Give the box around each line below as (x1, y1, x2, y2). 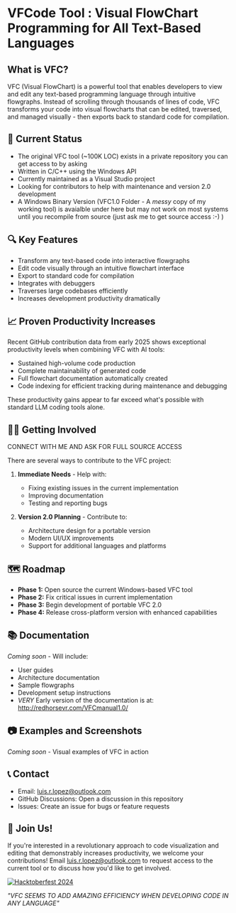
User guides (17, 666, 54, 674)
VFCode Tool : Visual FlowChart (7, 5, 198, 21)
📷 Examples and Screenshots (7, 725, 142, 737)
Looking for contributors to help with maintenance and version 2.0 (17, 182, 211, 190)
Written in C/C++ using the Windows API (17, 167, 137, 175)
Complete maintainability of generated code (17, 367, 147, 375)
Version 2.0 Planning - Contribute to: (17, 513, 128, 522)
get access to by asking (17, 159, 87, 168)
